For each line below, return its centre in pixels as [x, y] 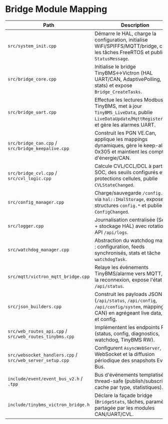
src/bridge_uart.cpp [32, 112]
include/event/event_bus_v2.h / [45, 378]
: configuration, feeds [119, 246]
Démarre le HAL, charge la [125, 33]
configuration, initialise [121, 39]
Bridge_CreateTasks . [118, 91]
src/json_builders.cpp [34, 306]
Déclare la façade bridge [123, 395]
